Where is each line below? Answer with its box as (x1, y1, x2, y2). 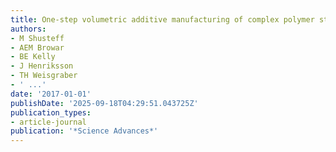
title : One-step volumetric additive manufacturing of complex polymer (10, 14, 315, 25)
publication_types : (10, 107, 92, 118)
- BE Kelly (10, 52, 56, 62)
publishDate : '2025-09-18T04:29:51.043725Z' (10, 98, 199, 108)
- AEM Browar (10, 42, 65, 53)
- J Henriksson (10, 61, 74, 71)
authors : (10, 24, 47, 34)
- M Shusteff (10, 33, 65, 43)
